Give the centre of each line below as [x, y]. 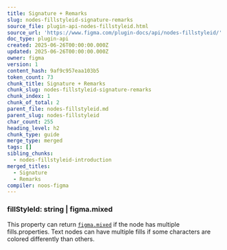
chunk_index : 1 [29, 97]
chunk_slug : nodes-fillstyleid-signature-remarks [80, 90]
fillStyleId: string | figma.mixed [60, 210]
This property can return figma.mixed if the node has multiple [94, 224]
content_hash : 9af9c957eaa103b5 [53, 71]
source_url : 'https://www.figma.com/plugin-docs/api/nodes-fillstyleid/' [115, 33]
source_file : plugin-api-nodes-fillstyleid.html [78, 26]
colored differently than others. [51, 239]
